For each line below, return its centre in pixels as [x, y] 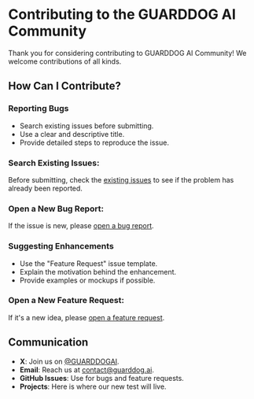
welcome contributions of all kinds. [65, 61]
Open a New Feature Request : [66, 301]
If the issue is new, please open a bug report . [81, 226]
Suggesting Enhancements [61, 246]
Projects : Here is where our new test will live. [93, 386]
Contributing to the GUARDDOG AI [122, 15]
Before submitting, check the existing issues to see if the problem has [121, 179]
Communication [48, 343]
